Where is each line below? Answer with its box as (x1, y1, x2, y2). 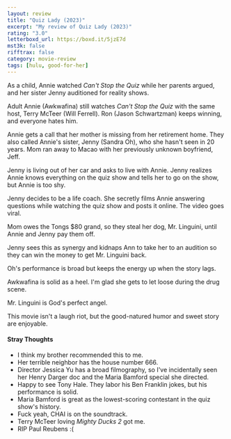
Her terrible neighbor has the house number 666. (17, 358, 159, 366)
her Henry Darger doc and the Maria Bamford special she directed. (17, 373, 209, 381)
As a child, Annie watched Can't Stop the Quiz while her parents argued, (7, 81, 215, 89)
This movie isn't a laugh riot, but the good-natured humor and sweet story (7, 312, 219, 320)
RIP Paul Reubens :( (17, 424, 74, 433)
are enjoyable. (7, 319, 48, 328)
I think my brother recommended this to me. (17, 351, 144, 359)
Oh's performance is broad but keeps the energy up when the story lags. (7, 264, 216, 272)
